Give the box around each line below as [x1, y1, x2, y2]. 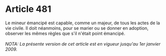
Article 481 [5, 3, 51, 15]
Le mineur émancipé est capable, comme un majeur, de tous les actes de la [5, 20, 161, 26]
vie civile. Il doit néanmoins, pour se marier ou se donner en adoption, [5, 25, 149, 31]
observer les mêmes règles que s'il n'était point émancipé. [5, 30, 126, 36]
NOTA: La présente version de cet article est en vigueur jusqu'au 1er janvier [5, 41, 161, 47]
